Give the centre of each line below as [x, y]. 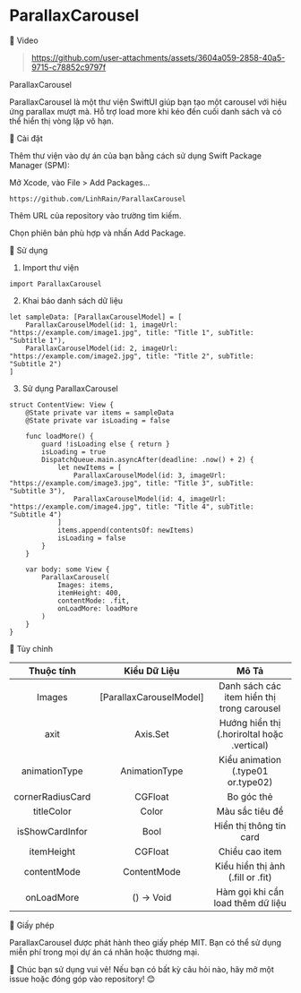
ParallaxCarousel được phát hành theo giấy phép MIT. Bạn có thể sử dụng [146, 942]
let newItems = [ [90, 467]
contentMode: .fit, [93, 601]
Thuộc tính [52, 671]
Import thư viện [50, 267]
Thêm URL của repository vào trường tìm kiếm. [95, 215]
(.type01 [250, 771]
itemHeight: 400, [90, 593]
